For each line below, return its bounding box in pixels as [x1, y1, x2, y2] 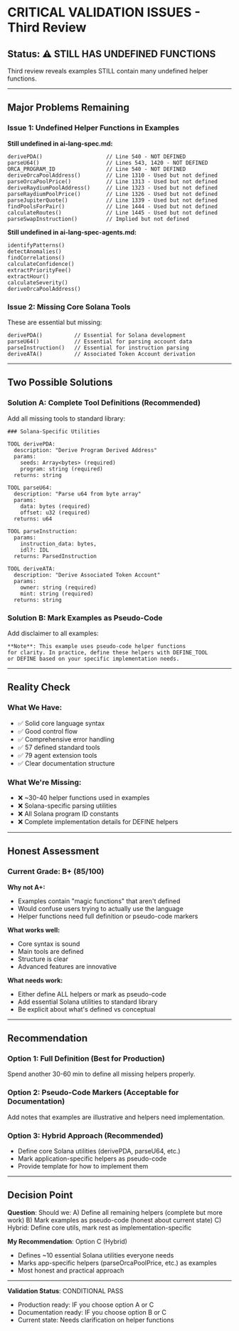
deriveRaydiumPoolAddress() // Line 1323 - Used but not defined [7, 184, 218, 191]
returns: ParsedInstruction [14, 553, 97, 560]
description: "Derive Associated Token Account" [14, 571, 161, 578]
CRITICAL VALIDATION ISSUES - [7, 4, 201, 21]
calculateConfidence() [7, 260, 75, 267]
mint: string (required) [20, 590, 94, 597]
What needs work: [7, 976, 63, 985]
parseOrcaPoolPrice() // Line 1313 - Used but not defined [7, 178, 218, 185]
